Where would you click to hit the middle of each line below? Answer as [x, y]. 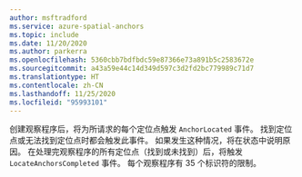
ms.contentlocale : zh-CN [56, 85]
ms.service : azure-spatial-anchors [77, 26]
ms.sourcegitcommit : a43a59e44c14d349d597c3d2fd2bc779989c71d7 [132, 69]
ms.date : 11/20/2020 [49, 43]
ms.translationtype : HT [55, 77]
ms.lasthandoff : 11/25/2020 [63, 93]
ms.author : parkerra [49, 52]
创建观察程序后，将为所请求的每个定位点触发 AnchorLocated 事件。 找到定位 [151, 129]
